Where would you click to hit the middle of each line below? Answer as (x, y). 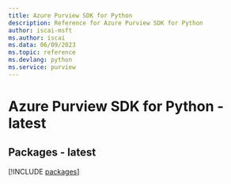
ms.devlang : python (40, 60)
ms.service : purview (42, 67)
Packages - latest (52, 153)
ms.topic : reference (42, 52)
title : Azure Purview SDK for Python (70, 15)
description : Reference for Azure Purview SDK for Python (106, 23)
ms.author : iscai (37, 38)
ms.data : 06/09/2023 (42, 45)
